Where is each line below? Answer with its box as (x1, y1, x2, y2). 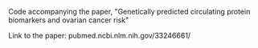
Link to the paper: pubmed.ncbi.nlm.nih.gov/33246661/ (8, 31, 191, 40)
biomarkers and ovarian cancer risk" (8, 15, 129, 25)
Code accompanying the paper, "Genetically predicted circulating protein (8, 7, 251, 16)
